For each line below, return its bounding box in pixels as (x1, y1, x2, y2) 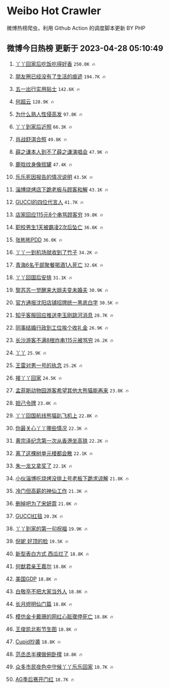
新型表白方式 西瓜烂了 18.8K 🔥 (15, 550, 90, 557)
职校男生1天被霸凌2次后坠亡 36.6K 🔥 (15, 223, 104, 231)
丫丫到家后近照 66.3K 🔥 (15, 123, 72, 130)
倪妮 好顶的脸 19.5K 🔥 (15, 537, 69, 544)
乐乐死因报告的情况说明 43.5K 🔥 (15, 173, 93, 180)
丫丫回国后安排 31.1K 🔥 (15, 274, 72, 281)
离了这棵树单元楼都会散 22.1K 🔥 (15, 449, 93, 456)
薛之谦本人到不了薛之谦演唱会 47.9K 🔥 (15, 148, 108, 155)
